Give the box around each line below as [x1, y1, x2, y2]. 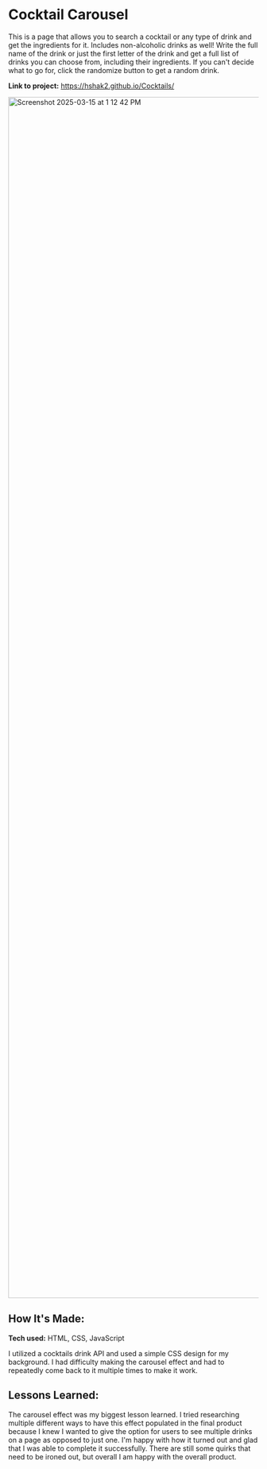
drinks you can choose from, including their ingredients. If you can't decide [8, 57, 254, 67]
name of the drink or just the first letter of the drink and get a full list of [8, 48, 239, 58]
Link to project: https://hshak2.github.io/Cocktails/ [8, 81, 175, 91]
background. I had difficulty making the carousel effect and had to [8, 1357, 225, 1367]
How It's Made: [8, 1312, 85, 1326]
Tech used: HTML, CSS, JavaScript [8, 1333, 125, 1343]
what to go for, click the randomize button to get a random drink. [8, 65, 220, 75]
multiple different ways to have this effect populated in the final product [8, 1418, 242, 1428]
